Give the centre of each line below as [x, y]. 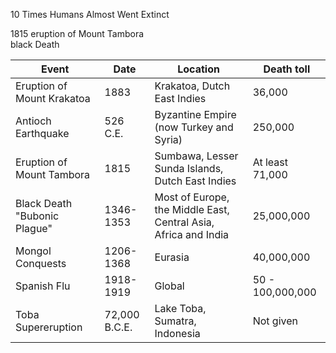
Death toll [287, 69]
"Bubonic [37, 216]
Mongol [33, 251]
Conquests [41, 263]
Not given [275, 321]
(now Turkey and [194, 127]
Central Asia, [184, 222]
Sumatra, [175, 321]
